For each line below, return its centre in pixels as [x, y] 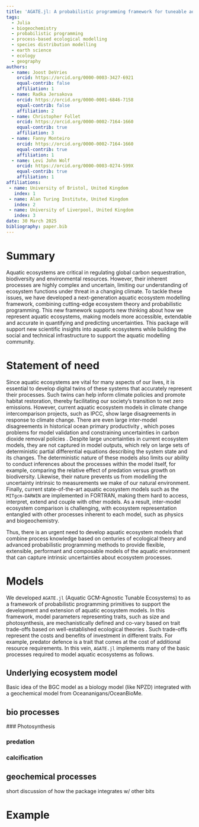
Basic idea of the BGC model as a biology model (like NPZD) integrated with [99, 687]
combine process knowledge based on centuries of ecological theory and [96, 538]
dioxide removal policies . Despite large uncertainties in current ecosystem [97, 439]
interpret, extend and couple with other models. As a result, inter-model [94, 502]
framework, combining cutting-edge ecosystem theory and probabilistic [94, 304]
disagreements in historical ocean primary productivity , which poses [90, 426]
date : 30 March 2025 [32, 221]
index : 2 [25, 205]
